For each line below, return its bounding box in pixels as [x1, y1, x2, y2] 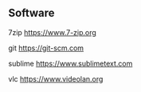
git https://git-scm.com [8, 43, 84, 53]
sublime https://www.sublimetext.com [8, 58, 133, 68]
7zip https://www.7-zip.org [8, 27, 97, 37]
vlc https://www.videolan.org [8, 74, 104, 83]
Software [8, 6, 55, 20]
